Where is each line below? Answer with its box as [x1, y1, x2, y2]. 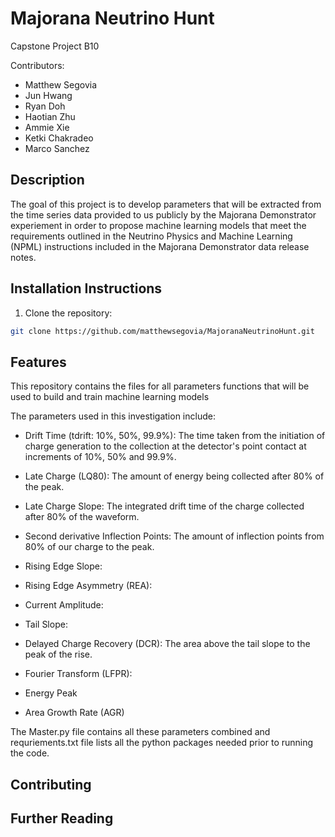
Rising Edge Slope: [24, 560, 103, 572]
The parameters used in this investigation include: [10, 410, 216, 422]
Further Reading [10, 810, 114, 827]
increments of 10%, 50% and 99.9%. [24, 451, 177, 463]
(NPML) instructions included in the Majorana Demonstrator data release [10, 240, 310, 252]
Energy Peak [24, 687, 78, 699]
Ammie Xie [24, 121, 70, 133]
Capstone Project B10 [10, 40, 100, 52]
